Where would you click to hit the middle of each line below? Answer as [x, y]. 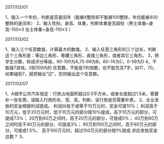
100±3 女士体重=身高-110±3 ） [42, 29]
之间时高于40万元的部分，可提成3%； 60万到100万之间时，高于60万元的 [79, 124]
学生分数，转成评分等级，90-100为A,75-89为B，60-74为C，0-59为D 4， [79, 61]
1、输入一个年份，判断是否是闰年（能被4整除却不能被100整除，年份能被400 [82, 17]
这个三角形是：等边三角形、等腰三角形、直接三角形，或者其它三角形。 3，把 [82, 55]
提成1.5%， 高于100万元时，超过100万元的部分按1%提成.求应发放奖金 [88, 130]
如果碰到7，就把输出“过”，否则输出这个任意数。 [53, 74]
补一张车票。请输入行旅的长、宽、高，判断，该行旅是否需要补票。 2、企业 [80, 100]
